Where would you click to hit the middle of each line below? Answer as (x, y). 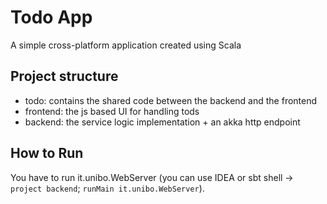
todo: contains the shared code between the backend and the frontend (171, 100)
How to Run (47, 153)
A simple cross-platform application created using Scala (126, 45)
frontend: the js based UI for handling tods (112, 111)
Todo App (51, 17)
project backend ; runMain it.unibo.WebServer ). (107, 188)
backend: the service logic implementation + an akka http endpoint (162, 122)
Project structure (64, 76)
